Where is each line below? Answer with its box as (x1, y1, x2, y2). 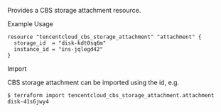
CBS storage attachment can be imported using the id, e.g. (7, 78, 180, 86)
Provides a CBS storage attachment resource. (7, 6, 141, 14)
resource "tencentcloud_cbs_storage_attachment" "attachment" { (7, 33, 202, 40)
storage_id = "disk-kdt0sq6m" (14, 40, 107, 47)
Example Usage (7, 20, 53, 28)
